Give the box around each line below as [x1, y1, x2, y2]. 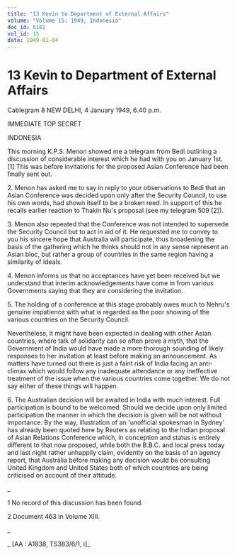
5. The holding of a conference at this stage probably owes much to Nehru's [7, 300, 230, 309]
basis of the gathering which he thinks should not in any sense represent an [7, 243, 229, 251]
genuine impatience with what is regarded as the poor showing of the [7, 308, 210, 317]
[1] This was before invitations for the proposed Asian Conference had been [7, 163, 229, 171]
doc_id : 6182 [7, 23, 46, 31]
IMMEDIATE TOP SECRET [7, 120, 82, 128]
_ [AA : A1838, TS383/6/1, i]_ [7, 540, 91, 549]
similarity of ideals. [7, 258, 62, 266]
